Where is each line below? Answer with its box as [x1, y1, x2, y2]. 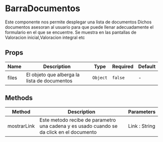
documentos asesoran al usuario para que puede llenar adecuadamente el [5, 24, 154, 30]
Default [138, 63, 156, 70]
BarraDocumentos [5, 3, 81, 14]
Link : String [128, 123, 155, 129]
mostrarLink [7, 123, 35, 129]
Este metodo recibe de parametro [39, 116, 116, 123]
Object [92, 75, 108, 80]
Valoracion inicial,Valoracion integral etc [5, 35, 85, 40]
